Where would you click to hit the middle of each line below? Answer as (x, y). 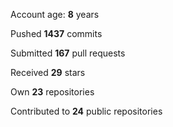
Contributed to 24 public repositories (86, 111)
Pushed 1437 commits (56, 33)
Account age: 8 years (55, 14)
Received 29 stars (48, 72)
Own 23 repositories (52, 92)
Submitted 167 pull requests (68, 53)
